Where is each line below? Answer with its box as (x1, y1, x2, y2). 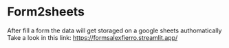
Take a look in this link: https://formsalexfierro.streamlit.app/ (7, 33, 178, 41)
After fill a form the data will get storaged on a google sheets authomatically (7, 26, 222, 34)
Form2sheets (7, 4, 85, 20)
